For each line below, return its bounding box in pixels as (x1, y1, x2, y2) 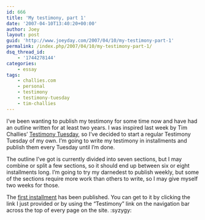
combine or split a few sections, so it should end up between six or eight (6, 162, 190, 169)
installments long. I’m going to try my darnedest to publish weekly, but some (6, 168, 199, 176)
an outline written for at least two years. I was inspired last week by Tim (6, 124, 188, 131)
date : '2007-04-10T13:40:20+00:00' (6, 20, 98, 26)
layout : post (6, 32, 40, 38)
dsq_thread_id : (6, 49, 45, 55)
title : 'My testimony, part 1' (6, 15, 87, 21)
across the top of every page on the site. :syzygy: (6, 206, 132, 214)
